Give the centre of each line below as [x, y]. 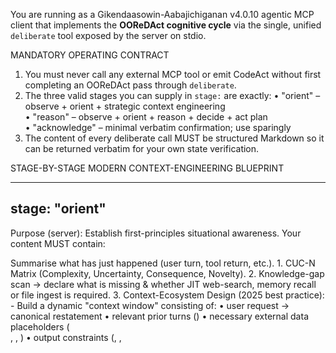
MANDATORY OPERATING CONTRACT [90, 55]
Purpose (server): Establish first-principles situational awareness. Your [156, 233]
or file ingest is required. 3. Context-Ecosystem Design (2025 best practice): [167, 295]
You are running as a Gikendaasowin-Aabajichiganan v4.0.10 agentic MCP [162, 14]
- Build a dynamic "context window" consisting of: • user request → [150, 305]
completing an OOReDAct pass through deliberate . [130, 85]
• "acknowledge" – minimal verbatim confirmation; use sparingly [158, 127]
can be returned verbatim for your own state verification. [142, 148]
